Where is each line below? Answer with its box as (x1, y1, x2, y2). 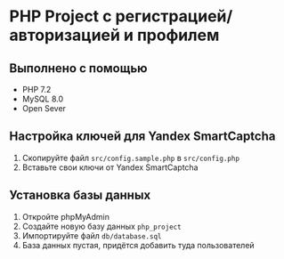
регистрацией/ (115, 6, 233, 27)
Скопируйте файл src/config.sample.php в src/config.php (21, 152, 240, 163)
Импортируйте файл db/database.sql (21, 230, 162, 241)
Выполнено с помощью (9, 61, 148, 76)
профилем (136, 25, 220, 45)
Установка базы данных (9, 188, 151, 203)
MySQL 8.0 (21, 93, 64, 104)
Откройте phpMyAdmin (21, 211, 110, 222)
